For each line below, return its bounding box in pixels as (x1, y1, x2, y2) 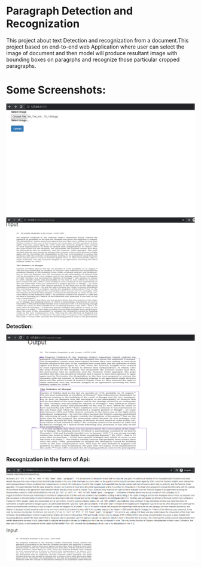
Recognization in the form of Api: (6, 456, 90, 463)
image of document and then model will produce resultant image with (6, 49, 178, 56)
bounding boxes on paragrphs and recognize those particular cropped (6, 56, 180, 63)
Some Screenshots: (6, 83, 106, 97)
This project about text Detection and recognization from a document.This (6, 37, 189, 44)
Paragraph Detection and (6, 4, 133, 18)
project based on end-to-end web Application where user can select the (6, 43, 184, 50)
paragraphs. (6, 62, 36, 70)
